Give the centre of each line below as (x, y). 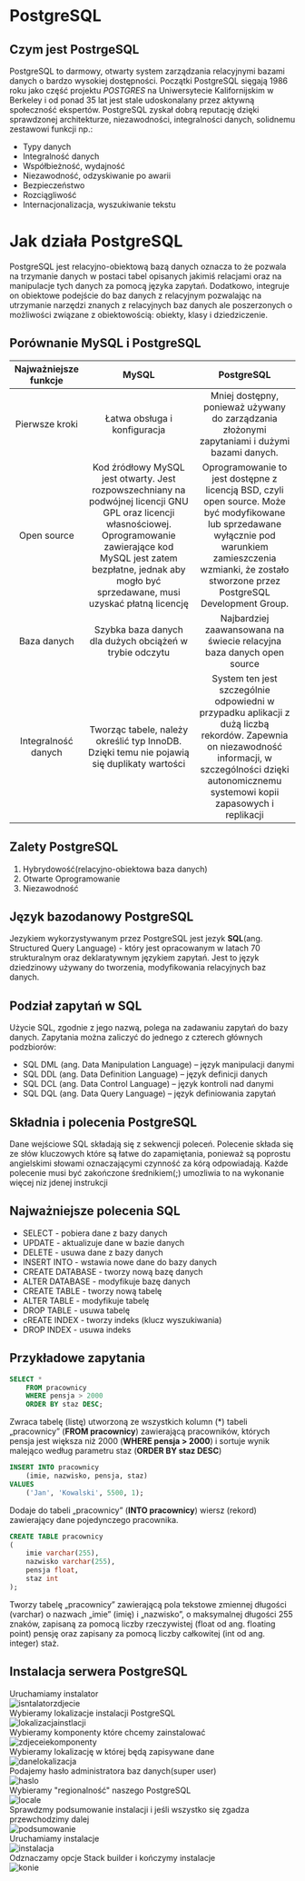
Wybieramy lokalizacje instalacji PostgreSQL (93, 1713)
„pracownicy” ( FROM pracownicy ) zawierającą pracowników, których (140, 1431)
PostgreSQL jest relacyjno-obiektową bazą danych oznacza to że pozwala (148, 266)
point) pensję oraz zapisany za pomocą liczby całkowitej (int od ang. (138, 1633)
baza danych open (244, 652)
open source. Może (245, 501)
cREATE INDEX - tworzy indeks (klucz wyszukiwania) (122, 1319)
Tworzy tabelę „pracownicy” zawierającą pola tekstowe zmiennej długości (148, 1604)
